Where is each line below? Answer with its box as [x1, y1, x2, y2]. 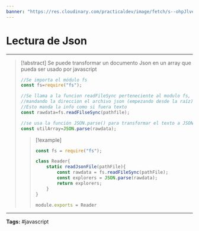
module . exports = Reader [35, 202, 97, 208]
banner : [6, 8, 25, 15]
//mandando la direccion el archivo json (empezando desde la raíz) [20, 99, 194, 105]
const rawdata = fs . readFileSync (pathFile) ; [56, 170, 169, 175]
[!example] [35, 136, 62, 144]
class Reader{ [35, 158, 70, 164]
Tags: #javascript [6, 218, 49, 225]
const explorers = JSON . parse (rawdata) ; [56, 175, 158, 181]
